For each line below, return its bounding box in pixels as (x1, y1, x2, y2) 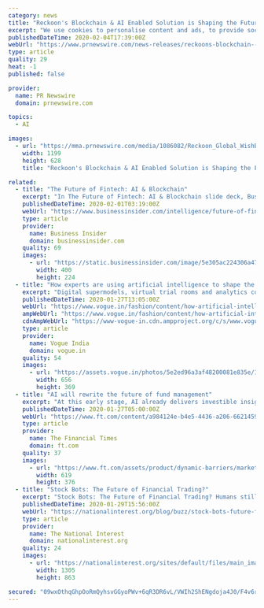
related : (8, 178, 37, 186)
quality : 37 (22, 449, 61, 457)
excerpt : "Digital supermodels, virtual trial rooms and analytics (22, 288, 247, 296)
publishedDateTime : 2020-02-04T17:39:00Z (8, 33, 146, 42)
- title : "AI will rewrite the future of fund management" (15, 391, 213, 399)
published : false (8, 70, 65, 78)
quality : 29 (8, 56, 47, 64)
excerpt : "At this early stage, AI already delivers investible (22, 398, 237, 406)
